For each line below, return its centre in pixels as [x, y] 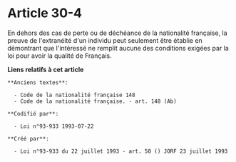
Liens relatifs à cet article [46, 69]
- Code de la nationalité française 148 [75, 95]
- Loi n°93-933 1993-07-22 [54, 126]
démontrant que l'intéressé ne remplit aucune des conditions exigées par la [118, 48]
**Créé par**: [29, 138]
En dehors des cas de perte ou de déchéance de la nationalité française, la [117, 33]
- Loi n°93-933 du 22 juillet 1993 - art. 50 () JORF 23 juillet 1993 [121, 151]
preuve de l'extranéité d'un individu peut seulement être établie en [105, 40]
